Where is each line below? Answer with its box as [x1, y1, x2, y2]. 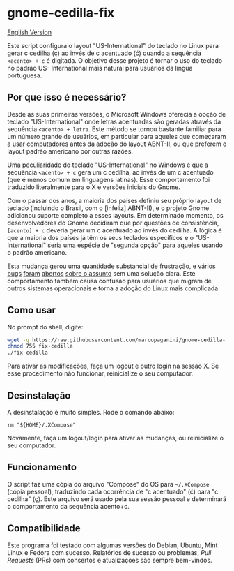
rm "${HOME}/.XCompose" [7, 422, 77, 429]
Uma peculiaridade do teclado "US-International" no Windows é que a [7, 161, 209, 169]
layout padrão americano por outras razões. [7, 147, 134, 155]
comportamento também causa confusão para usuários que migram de [7, 276, 212, 285]
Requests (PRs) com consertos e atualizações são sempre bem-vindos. [7, 556, 212, 564]
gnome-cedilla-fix [7, 5, 115, 21]
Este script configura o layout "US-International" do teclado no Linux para [7, 41, 219, 50]
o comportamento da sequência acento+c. [7, 502, 130, 510]
